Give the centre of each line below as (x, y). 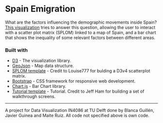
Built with (16, 50)
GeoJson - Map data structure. (43, 66)
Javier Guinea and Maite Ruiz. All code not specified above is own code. (77, 116)
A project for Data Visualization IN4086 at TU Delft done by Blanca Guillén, (80, 110)
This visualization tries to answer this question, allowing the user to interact (80, 27)
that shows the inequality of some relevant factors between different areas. (80, 38)
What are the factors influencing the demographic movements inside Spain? (81, 22)
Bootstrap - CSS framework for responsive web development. (74, 81)
